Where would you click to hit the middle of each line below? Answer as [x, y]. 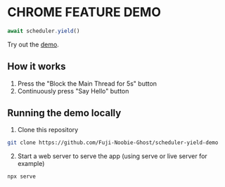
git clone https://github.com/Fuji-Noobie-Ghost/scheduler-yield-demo [113, 143]
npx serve [22, 176]
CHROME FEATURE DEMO [84, 12]
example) [31, 164]
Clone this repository [48, 130]
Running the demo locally [64, 113]
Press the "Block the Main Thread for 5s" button [87, 83]
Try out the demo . [33, 44]
